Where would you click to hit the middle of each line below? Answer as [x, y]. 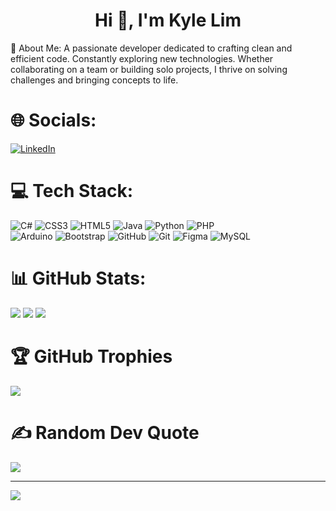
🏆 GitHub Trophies [91, 356]
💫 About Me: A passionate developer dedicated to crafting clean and [151, 48]
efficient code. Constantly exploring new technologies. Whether [142, 58]
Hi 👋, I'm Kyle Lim [168, 20]
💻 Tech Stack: [72, 191]
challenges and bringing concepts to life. [94, 80]
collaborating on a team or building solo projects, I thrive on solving [149, 69]
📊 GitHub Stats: [78, 278]
